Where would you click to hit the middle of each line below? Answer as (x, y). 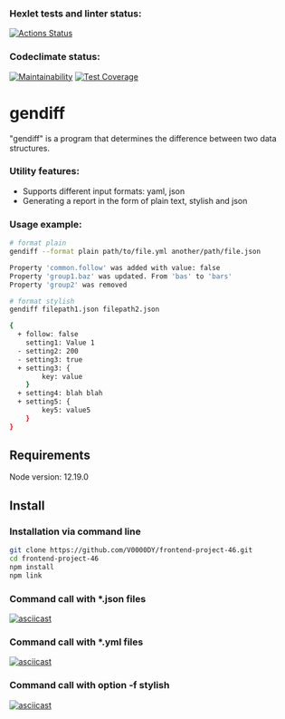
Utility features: (44, 171)
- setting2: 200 (48, 351)
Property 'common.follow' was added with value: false (115, 267)
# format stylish (42, 301)
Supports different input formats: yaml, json (104, 191)
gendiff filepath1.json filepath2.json (85, 310)
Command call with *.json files (78, 598)
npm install (32, 567)
